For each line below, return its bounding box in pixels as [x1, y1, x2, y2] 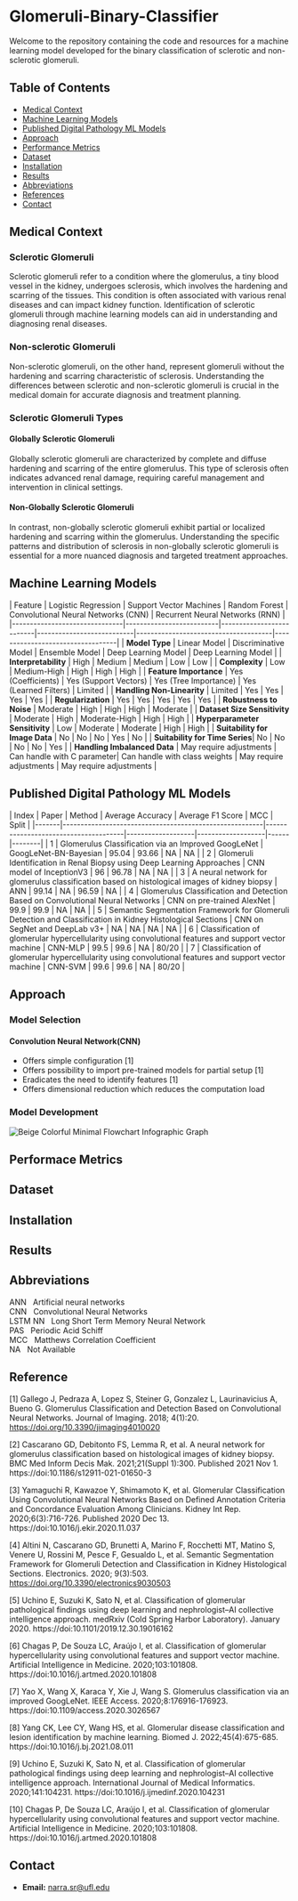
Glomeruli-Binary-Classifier [9, 6, 220, 27]
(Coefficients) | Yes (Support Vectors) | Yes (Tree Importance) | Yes [9, 675, 256, 686]
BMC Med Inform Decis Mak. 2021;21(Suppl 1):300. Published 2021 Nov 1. [9, 1458, 278, 1468]
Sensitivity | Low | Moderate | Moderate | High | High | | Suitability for [9, 723, 269, 733]
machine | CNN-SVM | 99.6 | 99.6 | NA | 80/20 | [9, 961, 185, 972]
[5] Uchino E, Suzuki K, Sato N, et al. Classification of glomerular [9, 1595, 246, 1606]
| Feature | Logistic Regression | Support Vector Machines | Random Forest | [9, 599, 289, 611]
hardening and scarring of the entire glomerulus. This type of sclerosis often [9, 463, 289, 473]
